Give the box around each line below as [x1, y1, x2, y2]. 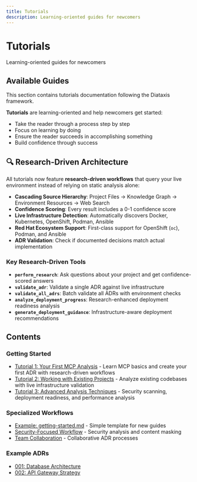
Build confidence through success [14, 139, 98, 146]
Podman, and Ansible [14, 230, 66, 238]
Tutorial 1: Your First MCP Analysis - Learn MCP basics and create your [14, 363, 187, 370]
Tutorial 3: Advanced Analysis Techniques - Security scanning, [14, 388, 168, 395]
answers [33, 277, 54, 284]
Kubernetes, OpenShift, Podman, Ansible [14, 218, 114, 225]
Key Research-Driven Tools [6, 257, 86, 266]
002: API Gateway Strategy [14, 468, 81, 476]
